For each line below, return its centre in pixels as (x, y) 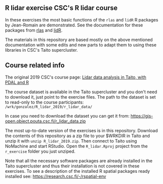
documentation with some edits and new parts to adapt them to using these (81, 45)
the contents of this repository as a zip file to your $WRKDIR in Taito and (77, 136)
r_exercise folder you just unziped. (40, 151)
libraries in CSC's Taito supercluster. (41, 50)
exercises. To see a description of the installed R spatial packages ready (77, 171)
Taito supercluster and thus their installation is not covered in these (72, 166)
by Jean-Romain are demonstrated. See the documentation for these (74, 25)
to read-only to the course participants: (45, 102)
